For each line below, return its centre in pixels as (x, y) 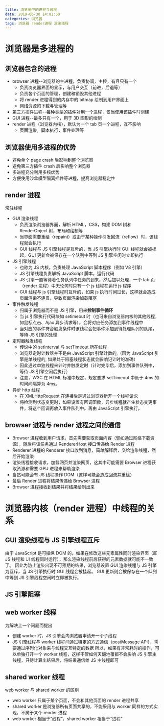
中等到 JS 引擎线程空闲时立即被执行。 (43, 577)
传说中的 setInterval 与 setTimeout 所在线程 (63, 347)
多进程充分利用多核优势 (36, 172)
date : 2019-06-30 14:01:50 (33, 14)
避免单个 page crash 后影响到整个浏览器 (53, 160)
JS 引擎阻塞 (23, 594)
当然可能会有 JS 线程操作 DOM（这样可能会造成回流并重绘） (73, 474)
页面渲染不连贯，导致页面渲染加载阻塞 (58, 298)
